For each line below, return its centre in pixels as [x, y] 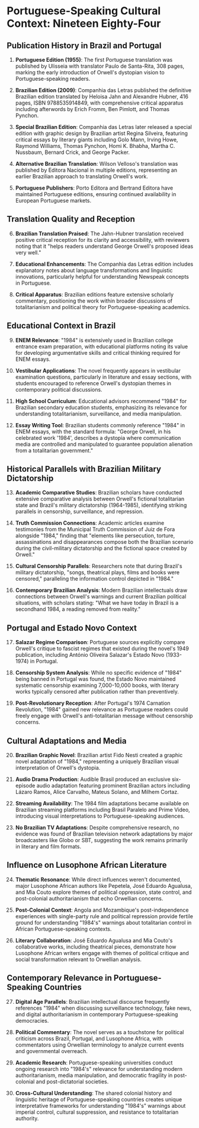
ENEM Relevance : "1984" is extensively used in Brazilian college [94, 340]
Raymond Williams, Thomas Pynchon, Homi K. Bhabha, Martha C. [95, 146]
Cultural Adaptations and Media [67, 741]
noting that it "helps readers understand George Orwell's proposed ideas [104, 246]
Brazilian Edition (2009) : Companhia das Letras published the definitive [103, 90]
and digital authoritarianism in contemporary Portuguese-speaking [97, 1014]
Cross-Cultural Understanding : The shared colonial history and [94, 1093]
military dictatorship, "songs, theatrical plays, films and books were [97, 572]
